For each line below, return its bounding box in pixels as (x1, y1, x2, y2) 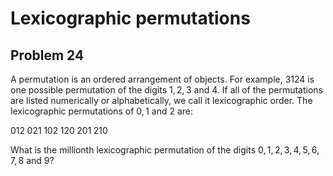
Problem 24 (10, 47, 85, 64)
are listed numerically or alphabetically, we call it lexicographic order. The (10, 95, 313, 106)
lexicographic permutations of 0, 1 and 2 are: (10, 105, 194, 117)
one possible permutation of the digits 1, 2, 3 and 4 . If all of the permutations (10, 84, 323, 96)
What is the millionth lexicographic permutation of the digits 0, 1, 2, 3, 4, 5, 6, (10, 144, 320, 156)
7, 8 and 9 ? (10, 155, 55, 166)
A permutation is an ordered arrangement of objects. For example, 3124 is (10, 73, 315, 85)
